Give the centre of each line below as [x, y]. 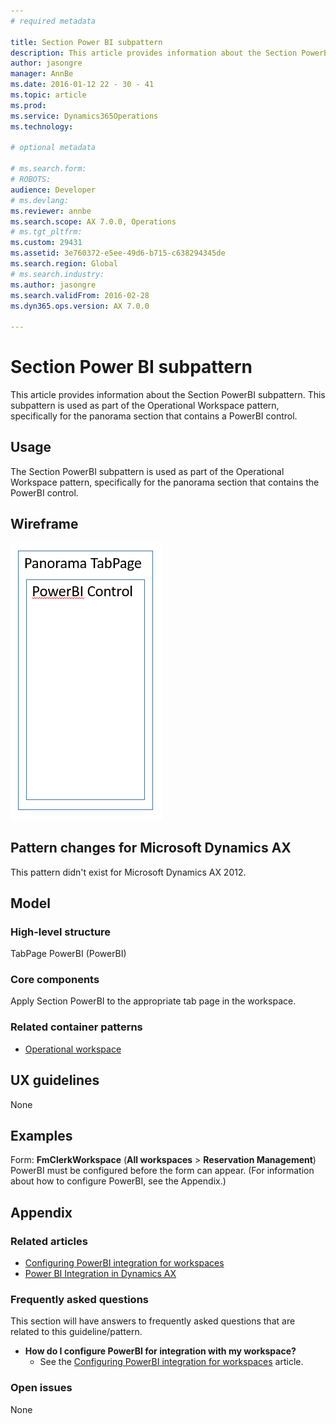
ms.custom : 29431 [46, 243]
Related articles [49, 1241]
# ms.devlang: [40, 200]
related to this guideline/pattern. [76, 1332]
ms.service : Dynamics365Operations [84, 116]
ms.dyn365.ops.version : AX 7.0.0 [80, 306]
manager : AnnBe [42, 74]
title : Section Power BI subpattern [86, 42]
